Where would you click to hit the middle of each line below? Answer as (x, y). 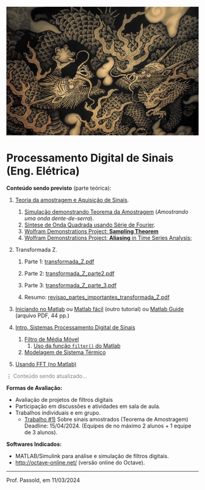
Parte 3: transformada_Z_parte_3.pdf (70, 285)
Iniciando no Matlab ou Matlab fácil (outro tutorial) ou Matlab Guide (99, 309)
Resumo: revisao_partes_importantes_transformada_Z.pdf (97, 297)
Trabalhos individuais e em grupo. (58, 413)
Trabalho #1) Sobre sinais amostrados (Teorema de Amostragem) (106, 420)
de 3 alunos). (41, 432)
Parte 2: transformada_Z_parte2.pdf (69, 274)
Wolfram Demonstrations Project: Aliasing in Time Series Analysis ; (108, 238)
